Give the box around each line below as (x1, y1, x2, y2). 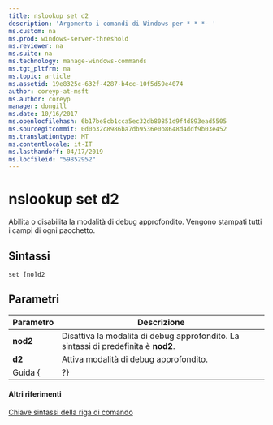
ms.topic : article (8, 72, 71, 80)
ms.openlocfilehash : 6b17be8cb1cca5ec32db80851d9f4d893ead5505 (8, 118, 227, 126)
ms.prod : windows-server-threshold (8, 34, 129, 43)
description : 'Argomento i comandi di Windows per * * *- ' (8, 19, 217, 28)
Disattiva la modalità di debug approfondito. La (61, 330, 240, 341)
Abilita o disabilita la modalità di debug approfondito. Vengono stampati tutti (8, 217, 262, 227)
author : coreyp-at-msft (8, 87, 89, 96)
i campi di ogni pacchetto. (8, 225, 96, 235)
